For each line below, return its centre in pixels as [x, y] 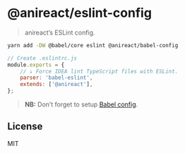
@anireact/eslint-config [79, 13]
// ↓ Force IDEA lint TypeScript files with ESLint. [99, 71]
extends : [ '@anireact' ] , [56, 85]
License [25, 127]
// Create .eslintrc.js [42, 58]
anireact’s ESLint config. [60, 32]
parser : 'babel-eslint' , [56, 78]
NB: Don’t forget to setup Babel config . [81, 104]
